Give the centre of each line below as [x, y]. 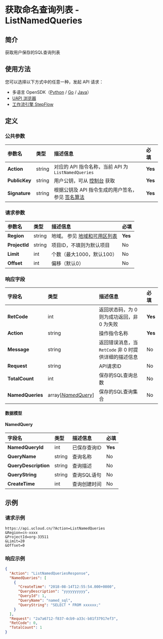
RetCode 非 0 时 [116, 350]
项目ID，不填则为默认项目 [81, 245]
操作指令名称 [114, 334]
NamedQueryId [25, 447]
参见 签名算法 [69, 197]
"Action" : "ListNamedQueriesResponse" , [50, 573]
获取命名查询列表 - [42, 10]
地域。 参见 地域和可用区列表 [84, 236]
